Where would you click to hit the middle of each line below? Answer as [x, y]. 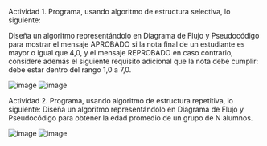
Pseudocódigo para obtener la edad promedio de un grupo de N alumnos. [131, 118]
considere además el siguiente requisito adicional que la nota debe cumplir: [133, 61]
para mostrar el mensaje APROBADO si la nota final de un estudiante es [127, 44]
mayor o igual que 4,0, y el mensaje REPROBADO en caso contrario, [121, 53]
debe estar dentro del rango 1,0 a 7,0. [70, 70]
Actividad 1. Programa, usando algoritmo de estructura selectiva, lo [119, 12]
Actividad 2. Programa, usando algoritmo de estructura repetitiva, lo [121, 101]
